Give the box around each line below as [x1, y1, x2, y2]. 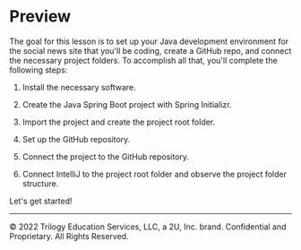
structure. [21, 177, 59, 189]
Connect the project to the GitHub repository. [21, 151, 190, 162]
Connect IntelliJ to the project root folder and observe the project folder [21, 168, 287, 179]
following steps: [9, 65, 68, 75]
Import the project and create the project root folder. [21, 116, 216, 127]
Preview [9, 6, 72, 27]
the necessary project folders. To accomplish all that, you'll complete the [9, 55, 278, 65]
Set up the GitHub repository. [21, 134, 131, 144]
